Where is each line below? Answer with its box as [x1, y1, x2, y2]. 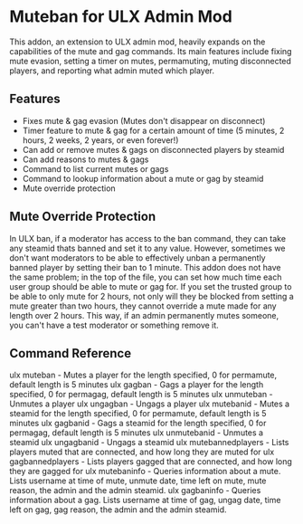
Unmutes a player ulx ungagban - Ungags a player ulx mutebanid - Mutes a [9, 398, 290, 409]
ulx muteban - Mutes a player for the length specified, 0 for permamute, [9, 369, 278, 381]
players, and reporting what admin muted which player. [9, 65, 215, 76]
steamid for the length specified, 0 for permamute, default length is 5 [9, 408, 267, 419]
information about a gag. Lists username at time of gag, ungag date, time [9, 495, 281, 506]
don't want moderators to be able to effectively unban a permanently [9, 252, 266, 263]
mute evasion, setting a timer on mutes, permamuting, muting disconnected [9, 55, 292, 66]
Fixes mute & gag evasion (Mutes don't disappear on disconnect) [22, 115, 266, 126]
